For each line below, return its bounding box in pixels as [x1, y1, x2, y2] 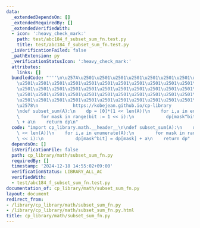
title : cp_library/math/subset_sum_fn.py [6, 213, 111, 219]
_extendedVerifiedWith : [11, 25, 70, 31]
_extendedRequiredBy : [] [11, 20, 73, 26]
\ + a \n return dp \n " [17, 119, 79, 125]
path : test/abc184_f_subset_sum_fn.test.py [17, 36, 127, 42]
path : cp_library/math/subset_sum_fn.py [11, 152, 113, 158]
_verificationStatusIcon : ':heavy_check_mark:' [11, 58, 132, 64]
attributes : [11, 64, 42, 70]
